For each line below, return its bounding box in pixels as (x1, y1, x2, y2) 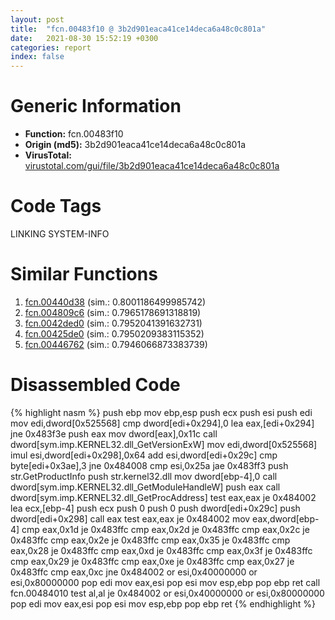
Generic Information (10, 95, 182, 118)
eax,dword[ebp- (252, 512, 320, 525)
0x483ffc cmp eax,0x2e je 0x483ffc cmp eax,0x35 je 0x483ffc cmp (10, 534, 291, 546)
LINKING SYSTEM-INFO (10, 228, 110, 240)
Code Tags (10, 195, 102, 218)
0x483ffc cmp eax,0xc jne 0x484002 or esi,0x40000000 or (10, 566, 258, 578)
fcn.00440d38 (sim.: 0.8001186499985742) (24, 296, 207, 308)
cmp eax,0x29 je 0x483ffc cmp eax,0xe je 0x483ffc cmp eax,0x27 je (10, 555, 295, 567)
